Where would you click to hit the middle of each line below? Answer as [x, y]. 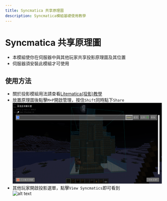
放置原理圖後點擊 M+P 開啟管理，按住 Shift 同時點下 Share [68, 100]
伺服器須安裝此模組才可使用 [41, 64]
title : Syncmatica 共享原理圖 [35, 10]
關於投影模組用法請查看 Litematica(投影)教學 [57, 94]
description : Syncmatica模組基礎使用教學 [45, 16]
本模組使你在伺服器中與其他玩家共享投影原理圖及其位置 [69, 57]
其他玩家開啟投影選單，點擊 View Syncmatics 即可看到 [66, 188]
